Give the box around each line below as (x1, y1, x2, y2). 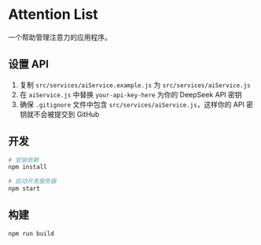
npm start (8, 185, 41, 193)
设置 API (8, 57, 50, 71)
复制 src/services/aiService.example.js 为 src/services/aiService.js (19, 80, 251, 90)
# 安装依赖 (8, 155, 39, 164)
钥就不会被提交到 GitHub (19, 109, 100, 119)
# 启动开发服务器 (8, 177, 57, 185)
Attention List (8, 5, 98, 24)
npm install (8, 163, 47, 171)
